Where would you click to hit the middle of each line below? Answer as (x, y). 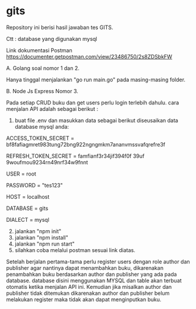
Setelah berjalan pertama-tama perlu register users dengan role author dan (98, 262)
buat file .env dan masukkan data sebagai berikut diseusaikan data (96, 120)
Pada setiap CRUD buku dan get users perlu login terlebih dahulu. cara (93, 103)
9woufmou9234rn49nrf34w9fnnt (47, 162)
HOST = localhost (28, 196)
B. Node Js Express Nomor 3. (42, 91)
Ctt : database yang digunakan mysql (52, 39)
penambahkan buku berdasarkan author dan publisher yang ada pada (91, 274)
